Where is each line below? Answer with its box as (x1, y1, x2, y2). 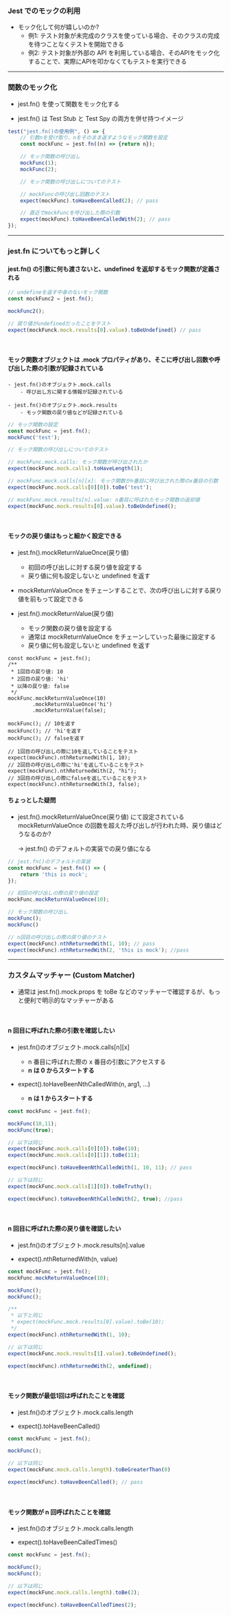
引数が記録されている (43, 364, 104, 373)
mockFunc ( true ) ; (8, 1126, 54, 1134)
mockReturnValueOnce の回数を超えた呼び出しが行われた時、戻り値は (17, 821, 217, 829)
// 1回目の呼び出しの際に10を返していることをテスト (8, 748, 139, 755)
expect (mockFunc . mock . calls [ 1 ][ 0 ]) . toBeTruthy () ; (8, 1183, 153, 1190)
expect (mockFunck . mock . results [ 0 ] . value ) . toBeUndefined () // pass (8, 327, 202, 333)
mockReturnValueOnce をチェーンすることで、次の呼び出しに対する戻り (17, 586, 222, 594)
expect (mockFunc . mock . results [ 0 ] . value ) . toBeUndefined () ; (8, 503, 177, 509)
